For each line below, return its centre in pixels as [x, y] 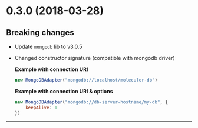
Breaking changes [40, 33]
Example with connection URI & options [64, 91]
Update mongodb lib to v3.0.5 [48, 46]
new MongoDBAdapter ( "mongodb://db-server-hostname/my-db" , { [91, 102]
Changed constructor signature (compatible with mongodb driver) [95, 58]
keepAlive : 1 [42, 107]
